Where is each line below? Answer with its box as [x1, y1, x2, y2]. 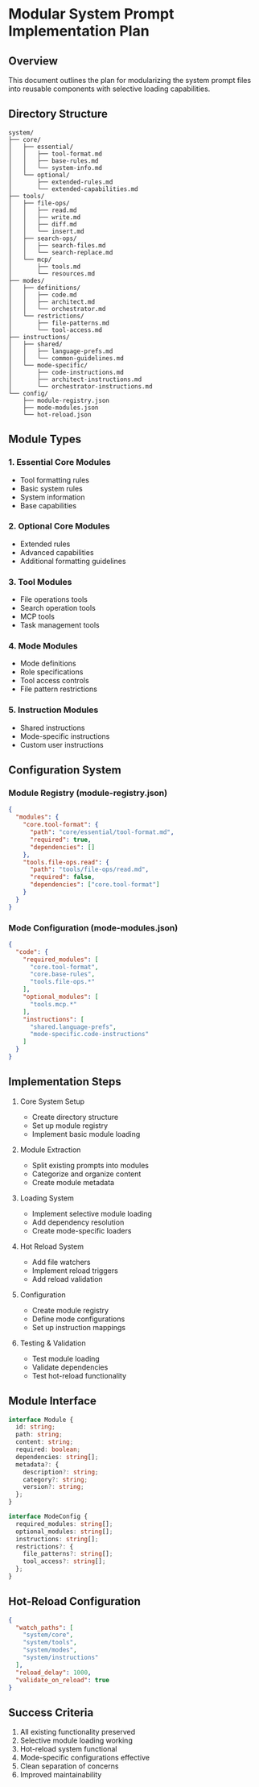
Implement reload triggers [31, 1266, 118, 1275]
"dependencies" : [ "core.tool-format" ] [29, 881, 160, 889]
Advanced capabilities [19, 547, 94, 557]
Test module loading [31, 1354, 101, 1363]
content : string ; [15, 1438, 74, 1446]
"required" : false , [29, 873, 95, 881]
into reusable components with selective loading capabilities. [8, 84, 211, 93]
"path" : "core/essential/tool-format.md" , [29, 828, 175, 836]
